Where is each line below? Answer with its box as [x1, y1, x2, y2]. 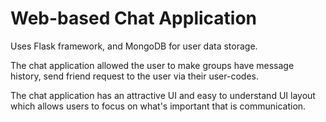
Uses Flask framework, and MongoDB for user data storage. [10, 40, 258, 52]
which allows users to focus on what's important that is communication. [10, 100, 307, 112]
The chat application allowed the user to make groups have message [10, 59, 295, 71]
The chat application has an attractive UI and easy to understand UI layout [10, 89, 316, 101]
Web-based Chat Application [10, 7, 258, 30]
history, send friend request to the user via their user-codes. [10, 70, 259, 82]
